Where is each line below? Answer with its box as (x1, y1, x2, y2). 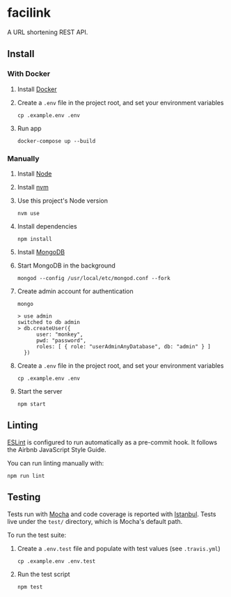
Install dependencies (17, 222, 78, 231)
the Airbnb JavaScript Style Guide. (7, 445, 106, 453)
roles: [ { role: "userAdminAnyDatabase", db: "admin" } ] (35, 343, 211, 350)
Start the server (17, 387, 63, 395)
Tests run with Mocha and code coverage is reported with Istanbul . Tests (7, 510, 216, 518)
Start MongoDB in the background (17, 261, 116, 270)
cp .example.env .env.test (17, 557, 96, 565)
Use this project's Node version (17, 196, 109, 205)
